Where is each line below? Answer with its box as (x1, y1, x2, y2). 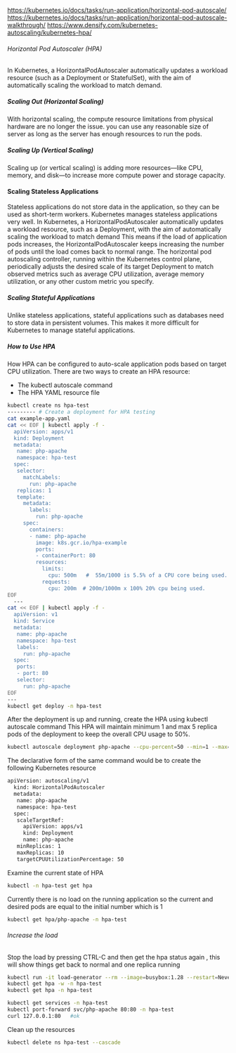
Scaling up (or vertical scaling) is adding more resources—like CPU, (7, 164, 204, 172)
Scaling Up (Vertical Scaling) (7, 145, 93, 154)
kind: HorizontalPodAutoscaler (13, 784, 105, 791)
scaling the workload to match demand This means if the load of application (7, 233, 227, 241)
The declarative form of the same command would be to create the (7, 757, 202, 765)
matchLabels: (22, 473, 61, 480)
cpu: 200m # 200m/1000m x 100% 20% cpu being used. (48, 584, 206, 592)
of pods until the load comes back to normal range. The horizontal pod (7, 247, 212, 256)
